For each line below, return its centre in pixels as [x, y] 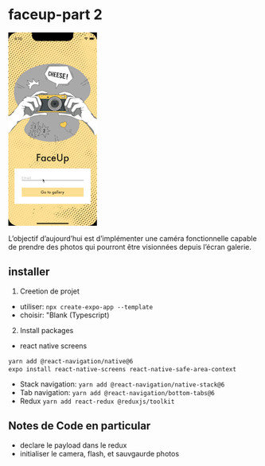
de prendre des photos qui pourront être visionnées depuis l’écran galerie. [130, 247]
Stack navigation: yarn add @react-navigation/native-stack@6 [122, 384]
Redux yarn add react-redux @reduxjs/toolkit [97, 401]
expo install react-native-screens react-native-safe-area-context [123, 369]
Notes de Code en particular [80, 426]
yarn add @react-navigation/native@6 [71, 361]
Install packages [47, 330]
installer [29, 272]
